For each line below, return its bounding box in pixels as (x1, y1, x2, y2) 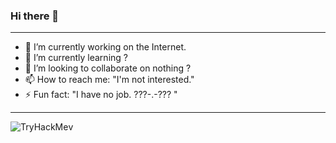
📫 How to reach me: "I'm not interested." (24, 74, 195, 86)
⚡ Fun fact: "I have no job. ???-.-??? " (24, 89, 178, 101)
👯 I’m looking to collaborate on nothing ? (24, 62, 192, 74)
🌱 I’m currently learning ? (24, 52, 128, 64)
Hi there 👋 (10, 9, 60, 23)
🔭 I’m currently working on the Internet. (24, 41, 187, 53)
